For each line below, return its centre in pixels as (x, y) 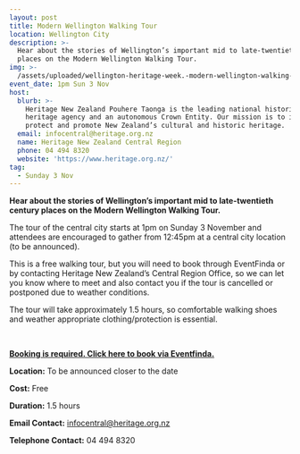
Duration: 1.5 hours (45, 406)
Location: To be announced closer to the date (94, 371)
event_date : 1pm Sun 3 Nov (59, 84)
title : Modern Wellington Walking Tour (83, 26)
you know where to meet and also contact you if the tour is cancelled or (142, 283)
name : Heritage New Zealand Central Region (99, 142)
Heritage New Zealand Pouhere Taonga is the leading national (143, 109)
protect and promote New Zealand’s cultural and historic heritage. (155, 126)
